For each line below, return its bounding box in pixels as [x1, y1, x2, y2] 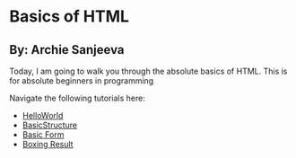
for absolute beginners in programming [9, 75, 154, 86]
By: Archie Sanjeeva [9, 42, 125, 57]
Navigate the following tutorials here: [9, 92, 145, 103]
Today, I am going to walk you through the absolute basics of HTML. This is [9, 66, 288, 76]
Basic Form [22, 129, 65, 140]
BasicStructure [22, 119, 78, 130]
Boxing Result [22, 139, 74, 149]
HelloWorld [22, 110, 64, 120]
